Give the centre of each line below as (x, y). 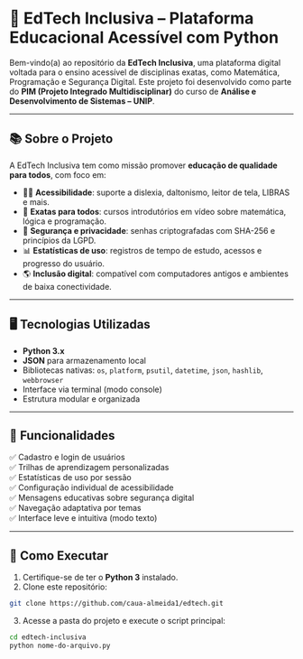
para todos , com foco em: (58, 174)
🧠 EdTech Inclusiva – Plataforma (132, 19)
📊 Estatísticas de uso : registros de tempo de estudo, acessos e (142, 250)
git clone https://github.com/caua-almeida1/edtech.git (116, 604)
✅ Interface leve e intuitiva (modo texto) (83, 518)
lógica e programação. (64, 221)
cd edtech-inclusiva (48, 637)
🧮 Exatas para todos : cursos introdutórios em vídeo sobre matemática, (154, 211)
